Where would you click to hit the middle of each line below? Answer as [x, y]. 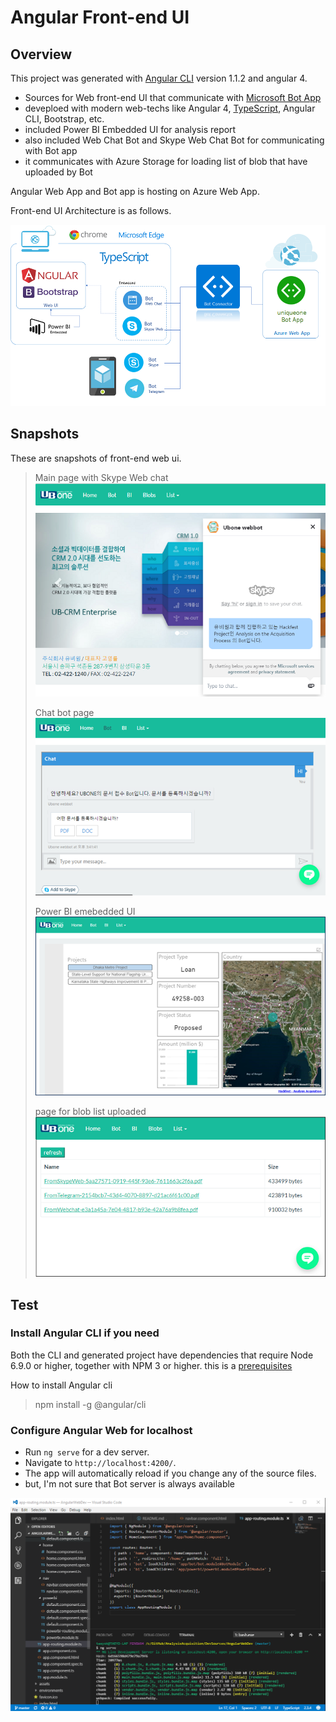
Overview [41, 54]
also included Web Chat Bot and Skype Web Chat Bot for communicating [174, 140]
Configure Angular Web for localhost [101, 1430]
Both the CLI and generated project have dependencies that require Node [162, 1355]
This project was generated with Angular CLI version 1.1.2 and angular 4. [159, 78]
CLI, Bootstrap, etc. [64, 119]
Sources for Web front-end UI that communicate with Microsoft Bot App [173, 97]
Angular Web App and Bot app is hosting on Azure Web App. [135, 191]
